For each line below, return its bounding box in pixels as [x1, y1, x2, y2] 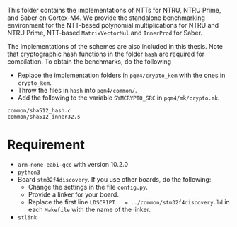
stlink [17, 214, 37, 221]
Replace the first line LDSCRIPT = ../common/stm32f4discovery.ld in [28, 197, 230, 206]
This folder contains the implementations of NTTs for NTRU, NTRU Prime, [7, 6, 221, 14]
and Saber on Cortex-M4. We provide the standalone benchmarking [7, 13, 205, 22]
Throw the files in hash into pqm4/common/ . [17, 86, 137, 94]
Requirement [7, 137, 85, 153]
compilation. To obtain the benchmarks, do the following [7, 57, 172, 66]
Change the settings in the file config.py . [28, 182, 149, 191]
